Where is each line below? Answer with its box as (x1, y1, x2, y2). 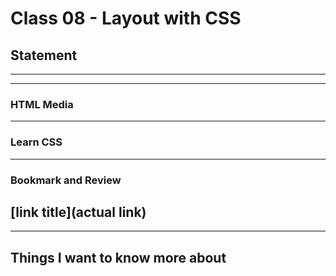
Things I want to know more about (10, 249, 227, 266)
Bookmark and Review (10, 173, 122, 187)
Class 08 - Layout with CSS (10, 7, 242, 30)
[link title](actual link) (10, 203, 147, 221)
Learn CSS (10, 135, 63, 149)
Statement (10, 47, 78, 64)
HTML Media (10, 97, 74, 111)
